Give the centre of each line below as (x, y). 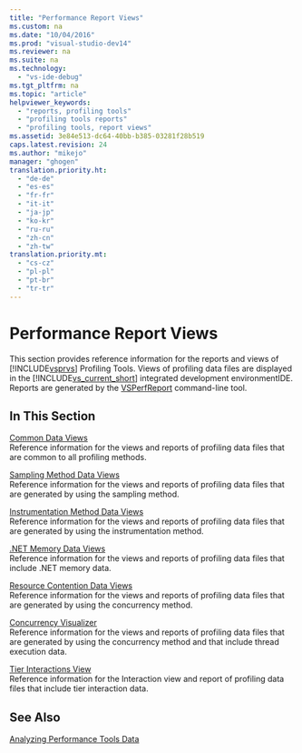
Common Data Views (49, 438)
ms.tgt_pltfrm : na (44, 85)
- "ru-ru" (36, 229)
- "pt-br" (36, 280)
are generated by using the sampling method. (94, 494)
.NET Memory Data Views (58, 549)
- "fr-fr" (36, 196)
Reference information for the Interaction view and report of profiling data (147, 679)
